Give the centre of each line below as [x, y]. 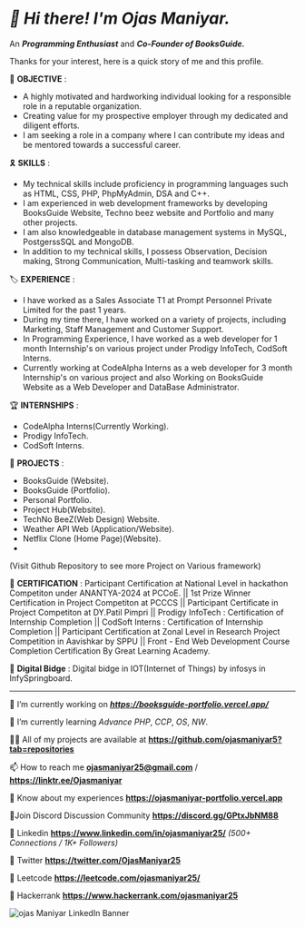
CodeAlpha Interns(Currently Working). [96, 426]
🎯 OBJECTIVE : [38, 79]
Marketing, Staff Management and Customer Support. [123, 329]
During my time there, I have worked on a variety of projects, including [154, 319]
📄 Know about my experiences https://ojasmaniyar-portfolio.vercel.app [146, 797]
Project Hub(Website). [64, 509]
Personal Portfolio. [57, 499]
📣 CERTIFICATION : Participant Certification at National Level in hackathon [149, 583]
